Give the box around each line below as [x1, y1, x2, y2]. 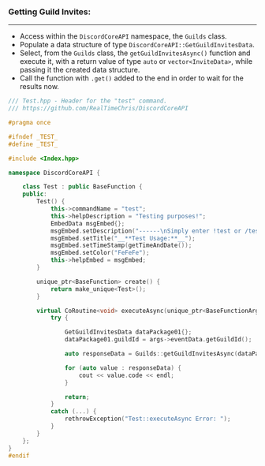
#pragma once [8, 119, 51, 127]
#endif [8, 452, 30, 460]
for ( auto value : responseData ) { [64, 363, 181, 372]
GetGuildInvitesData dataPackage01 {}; [64, 328, 192, 337]
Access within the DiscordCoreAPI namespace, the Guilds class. [19, 32, 227, 41]
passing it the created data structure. [19, 65, 140, 75]
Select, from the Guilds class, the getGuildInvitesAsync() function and [19, 48, 251, 58]
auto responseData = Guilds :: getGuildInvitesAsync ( [64, 350, 238, 358]
